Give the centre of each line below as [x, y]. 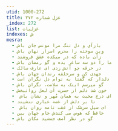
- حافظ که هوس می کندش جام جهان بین [58, 113]
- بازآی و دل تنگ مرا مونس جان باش [57, 46]
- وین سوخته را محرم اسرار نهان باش [58, 51]
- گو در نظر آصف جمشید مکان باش [53, 118]
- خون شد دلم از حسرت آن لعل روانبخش [59, 91]
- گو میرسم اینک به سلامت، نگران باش [58, 85]
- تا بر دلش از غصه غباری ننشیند [54, 101]
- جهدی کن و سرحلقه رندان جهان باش [57, 74]
